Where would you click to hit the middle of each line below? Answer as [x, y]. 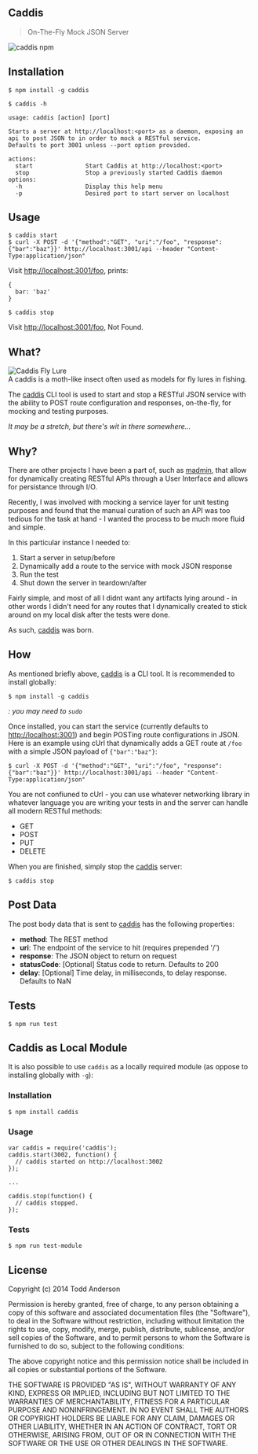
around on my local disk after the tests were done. [89, 615]
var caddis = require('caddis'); [63, 1148]
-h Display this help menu [89, 186]
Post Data [33, 905]
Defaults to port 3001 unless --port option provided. [100, 145]
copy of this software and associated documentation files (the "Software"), [129, 1312]
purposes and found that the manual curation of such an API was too [119, 511]
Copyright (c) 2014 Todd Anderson [64, 1289]
